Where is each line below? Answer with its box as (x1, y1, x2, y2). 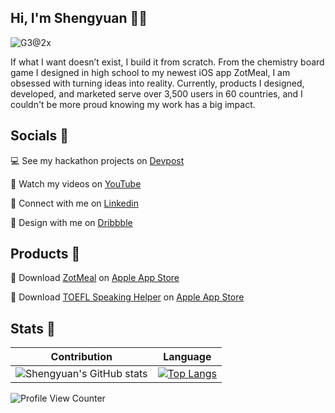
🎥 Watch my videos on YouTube (10, 177, 142, 190)
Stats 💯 (10, 320, 56, 337)
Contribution (50, 350, 113, 364)
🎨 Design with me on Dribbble (10, 216, 133, 228)
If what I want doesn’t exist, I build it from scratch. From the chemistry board (10, 56, 325, 68)
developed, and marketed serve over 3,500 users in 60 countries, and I (10, 87, 303, 100)
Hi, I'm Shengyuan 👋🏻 (10, 10, 148, 27)
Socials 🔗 (10, 127, 70, 145)
